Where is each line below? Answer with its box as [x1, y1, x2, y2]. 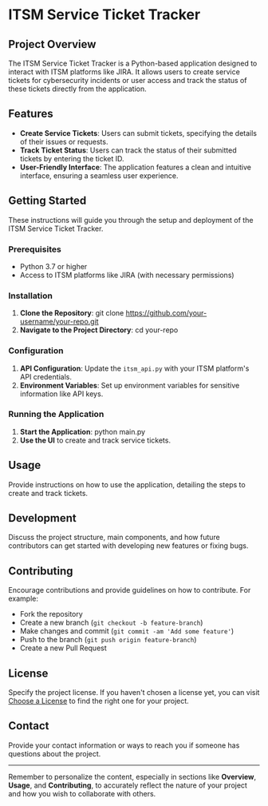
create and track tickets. [8, 488, 89, 498]
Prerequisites [8, 244, 61, 255]
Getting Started [8, 194, 87, 208]
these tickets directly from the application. [8, 84, 148, 93]
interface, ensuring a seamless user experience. [19, 170, 179, 181]
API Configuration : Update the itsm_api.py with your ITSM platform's [19, 363, 250, 373]
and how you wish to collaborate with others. [8, 788, 156, 798]
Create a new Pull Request [19, 643, 108, 653]
